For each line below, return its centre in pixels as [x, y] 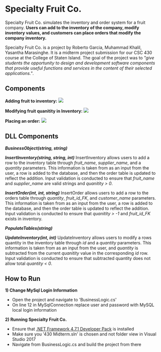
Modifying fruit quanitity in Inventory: [44, 111]
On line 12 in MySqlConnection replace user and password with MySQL [83, 305]
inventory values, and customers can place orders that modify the [73, 33]
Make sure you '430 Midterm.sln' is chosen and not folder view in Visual [84, 334]
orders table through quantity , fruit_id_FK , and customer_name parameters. [80, 198]
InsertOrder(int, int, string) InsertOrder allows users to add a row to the [77, 193]
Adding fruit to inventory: [31, 101]
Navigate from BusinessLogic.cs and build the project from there [77, 345]
